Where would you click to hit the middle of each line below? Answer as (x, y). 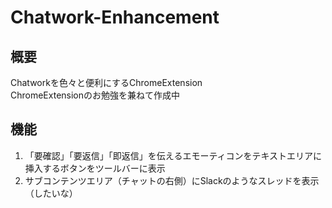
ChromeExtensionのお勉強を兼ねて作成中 (95, 95)
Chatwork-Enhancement (115, 17)
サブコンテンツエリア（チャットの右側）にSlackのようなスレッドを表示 (172, 180)
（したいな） (51, 193)
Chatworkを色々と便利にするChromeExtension (106, 82)
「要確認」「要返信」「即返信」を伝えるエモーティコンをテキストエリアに (173, 155)
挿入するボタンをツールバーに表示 (95, 168)
